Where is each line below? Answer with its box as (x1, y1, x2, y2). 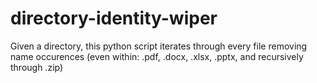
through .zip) (10, 61, 64, 73)
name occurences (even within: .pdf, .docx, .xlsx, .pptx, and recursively (10, 50, 304, 62)
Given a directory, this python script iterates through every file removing (10, 40, 308, 52)
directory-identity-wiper (10, 7, 218, 30)
